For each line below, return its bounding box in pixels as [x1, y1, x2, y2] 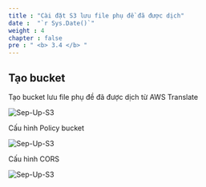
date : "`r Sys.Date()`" [8, 19, 95, 27]
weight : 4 [8, 26, 45, 34]
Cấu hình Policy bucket [8, 123, 84, 133]
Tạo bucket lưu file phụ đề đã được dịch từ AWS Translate [8, 92, 199, 101]
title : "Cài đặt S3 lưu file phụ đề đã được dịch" [8, 11, 184, 20]
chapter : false [8, 34, 63, 42]
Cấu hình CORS [8, 153, 60, 164]
